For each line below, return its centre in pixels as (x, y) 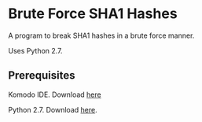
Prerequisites (42, 76)
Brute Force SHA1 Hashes (93, 14)
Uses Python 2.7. (35, 50)
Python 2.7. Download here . (53, 109)
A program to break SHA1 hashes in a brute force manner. (101, 35)
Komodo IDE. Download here (55, 94)
